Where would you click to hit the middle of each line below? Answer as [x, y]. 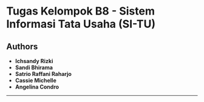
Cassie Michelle [36, 80]
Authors [22, 46]
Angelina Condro [37, 87]
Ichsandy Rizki [34, 61]
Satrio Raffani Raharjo [43, 74]
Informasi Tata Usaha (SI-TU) [81, 24]
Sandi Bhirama [34, 67]
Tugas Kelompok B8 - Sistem [80, 11]
